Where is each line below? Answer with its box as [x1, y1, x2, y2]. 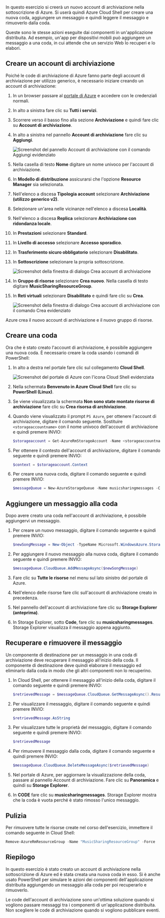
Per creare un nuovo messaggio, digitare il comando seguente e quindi [12, 527, 156, 533]
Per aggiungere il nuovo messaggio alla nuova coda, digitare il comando [12, 551, 159, 557]
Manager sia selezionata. [12, 181, 64, 187]
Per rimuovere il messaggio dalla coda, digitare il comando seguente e [12, 748, 155, 754]
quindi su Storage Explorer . [12, 782, 69, 788]
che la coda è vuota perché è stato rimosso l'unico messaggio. [12, 797, 140, 803]
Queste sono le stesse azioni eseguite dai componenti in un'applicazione [5, 30, 153, 35]
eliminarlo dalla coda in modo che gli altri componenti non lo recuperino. [5, 667, 152, 673]
